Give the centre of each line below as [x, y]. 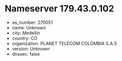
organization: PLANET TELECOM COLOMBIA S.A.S [65, 43]
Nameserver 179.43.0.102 [59, 9]
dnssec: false [26, 54]
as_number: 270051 [32, 22]
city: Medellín [26, 33]
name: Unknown [29, 27]
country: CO [25, 38]
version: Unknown [31, 49]
